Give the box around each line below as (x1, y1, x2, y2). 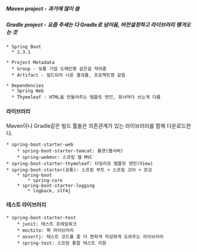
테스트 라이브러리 (6, 201, 47, 208)
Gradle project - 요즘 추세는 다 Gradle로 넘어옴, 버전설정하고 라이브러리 (6, 21, 175, 28)
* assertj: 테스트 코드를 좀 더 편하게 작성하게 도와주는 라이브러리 (17, 233, 164, 239)
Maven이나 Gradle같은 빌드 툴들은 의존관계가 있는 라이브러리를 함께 (6, 122, 166, 129)
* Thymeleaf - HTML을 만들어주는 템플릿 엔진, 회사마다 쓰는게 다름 (11, 94, 161, 100)
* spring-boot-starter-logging (17, 182, 95, 189)
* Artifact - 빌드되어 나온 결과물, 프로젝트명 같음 (11, 72, 126, 78)
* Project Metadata (6, 60, 55, 66)
